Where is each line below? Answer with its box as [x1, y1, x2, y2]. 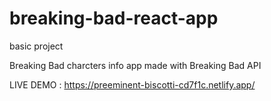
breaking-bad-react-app [9, 7, 219, 30]
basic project [9, 40, 64, 52]
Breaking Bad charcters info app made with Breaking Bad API [9, 59, 262, 71]
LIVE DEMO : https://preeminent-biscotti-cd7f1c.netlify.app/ [9, 78, 256, 91]
